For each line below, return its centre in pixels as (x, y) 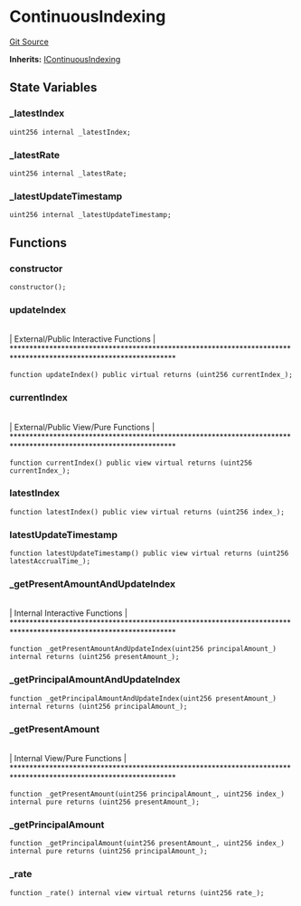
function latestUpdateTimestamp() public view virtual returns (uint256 (149, 553)
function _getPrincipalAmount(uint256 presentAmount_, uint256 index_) (147, 844)
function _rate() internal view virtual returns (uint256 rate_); (137, 892)
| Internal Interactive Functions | (69, 613)
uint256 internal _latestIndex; (70, 132)
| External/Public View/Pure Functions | (82, 427)
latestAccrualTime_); (50, 562)
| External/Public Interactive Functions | (83, 339)
